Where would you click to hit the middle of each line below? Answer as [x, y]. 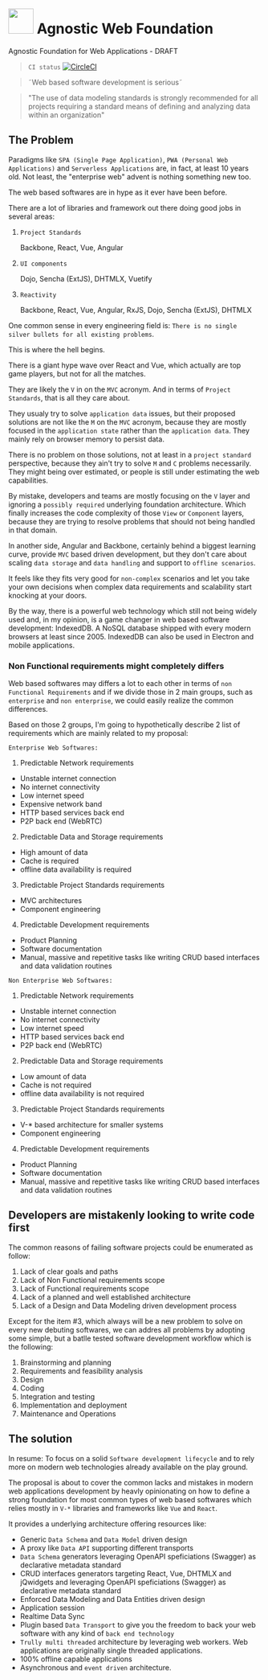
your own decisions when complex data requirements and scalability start [130, 586]
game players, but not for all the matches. [77, 373]
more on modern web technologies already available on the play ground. [128, 1467]
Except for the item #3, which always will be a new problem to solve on [126, 1321]
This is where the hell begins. [57, 349]
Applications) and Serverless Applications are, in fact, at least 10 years [128, 168]
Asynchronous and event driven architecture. [95, 1667]
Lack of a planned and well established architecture [105, 1297]
